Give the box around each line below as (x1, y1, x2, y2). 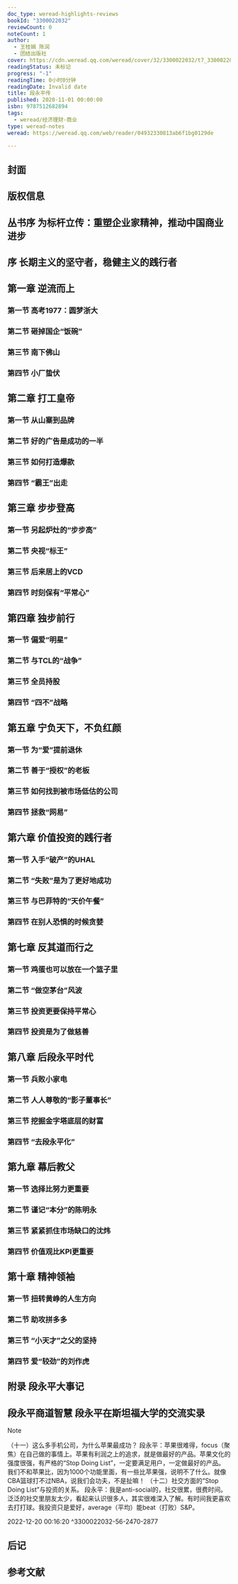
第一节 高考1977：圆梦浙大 (7, 306, 98, 316)
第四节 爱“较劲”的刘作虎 (7, 1356, 90, 1366)
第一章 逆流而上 (7, 282, 75, 295)
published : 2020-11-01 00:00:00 (7, 97, 103, 104)
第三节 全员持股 (7, 677, 60, 687)
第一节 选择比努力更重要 (7, 1184, 89, 1194)
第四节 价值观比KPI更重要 (7, 1246, 94, 1256)
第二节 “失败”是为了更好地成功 (7, 875, 112, 885)
